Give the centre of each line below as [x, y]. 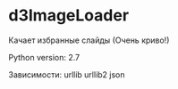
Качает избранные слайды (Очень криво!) [89, 40]
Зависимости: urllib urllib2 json [67, 74]
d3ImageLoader [69, 16]
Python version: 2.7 [44, 57]
